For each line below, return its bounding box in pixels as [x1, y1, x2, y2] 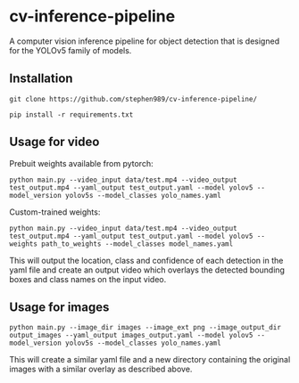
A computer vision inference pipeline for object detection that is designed [9, 36, 279, 46]
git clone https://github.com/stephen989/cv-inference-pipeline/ [9, 94, 257, 103]
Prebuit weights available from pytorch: [9, 158, 154, 168]
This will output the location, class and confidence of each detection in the [9, 255, 284, 265]
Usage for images [9, 299, 110, 314]
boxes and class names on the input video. [9, 273, 167, 284]
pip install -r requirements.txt [9, 110, 134, 119]
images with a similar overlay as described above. [9, 363, 193, 375]
